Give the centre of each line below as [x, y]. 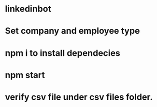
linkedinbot [28, 9]
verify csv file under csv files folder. [79, 97]
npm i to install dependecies [63, 53]
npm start [25, 75]
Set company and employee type [72, 31]
